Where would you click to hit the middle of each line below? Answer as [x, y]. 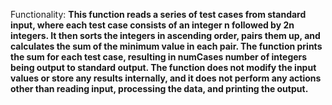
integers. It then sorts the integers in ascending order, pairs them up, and [165, 35]
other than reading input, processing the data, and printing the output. [159, 88]
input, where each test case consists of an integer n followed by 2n [152, 25]
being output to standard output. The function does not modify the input [163, 67]
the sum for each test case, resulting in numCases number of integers [159, 57]
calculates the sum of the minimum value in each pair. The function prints [166, 46]
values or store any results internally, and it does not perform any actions [166, 78]
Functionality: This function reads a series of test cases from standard [158, 14]
